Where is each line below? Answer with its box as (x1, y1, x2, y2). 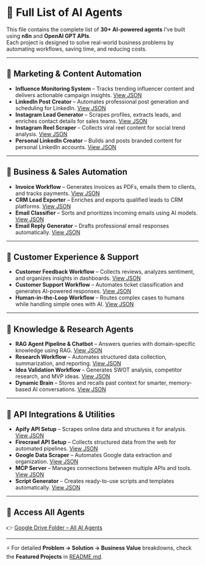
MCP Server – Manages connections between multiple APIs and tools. (15, 465, 192, 471)
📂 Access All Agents (6, 507, 85, 518)
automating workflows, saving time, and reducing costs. (6, 45, 148, 53)
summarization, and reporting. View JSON (15, 360, 121, 367)
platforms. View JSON (15, 202, 71, 210)
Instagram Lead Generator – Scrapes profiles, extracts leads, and (15, 111, 181, 118)
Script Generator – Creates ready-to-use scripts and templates (15, 477, 174, 485)
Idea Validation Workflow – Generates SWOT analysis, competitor (15, 366, 182, 373)
